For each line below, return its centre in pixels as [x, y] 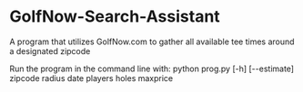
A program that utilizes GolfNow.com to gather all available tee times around [152, 41]
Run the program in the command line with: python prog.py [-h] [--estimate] [151, 69]
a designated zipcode [50, 51]
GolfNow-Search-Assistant [115, 17]
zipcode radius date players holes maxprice [91, 78]
